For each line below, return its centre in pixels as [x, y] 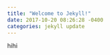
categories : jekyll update [46, 26]
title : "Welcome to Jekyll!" [49, 13]
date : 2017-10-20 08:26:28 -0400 [55, 20]
